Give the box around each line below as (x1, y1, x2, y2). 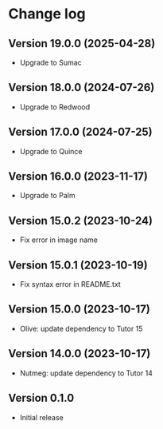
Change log (8, 5, 86, 23)
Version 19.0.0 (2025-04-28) (8, 37, 156, 50)
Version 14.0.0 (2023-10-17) (8, 347, 151, 360)
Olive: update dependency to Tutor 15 (19, 324, 143, 333)
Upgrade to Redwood (19, 101, 91, 112)
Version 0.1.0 (8, 391, 75, 405)
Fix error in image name (19, 235, 98, 244)
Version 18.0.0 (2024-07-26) (8, 81, 155, 94)
